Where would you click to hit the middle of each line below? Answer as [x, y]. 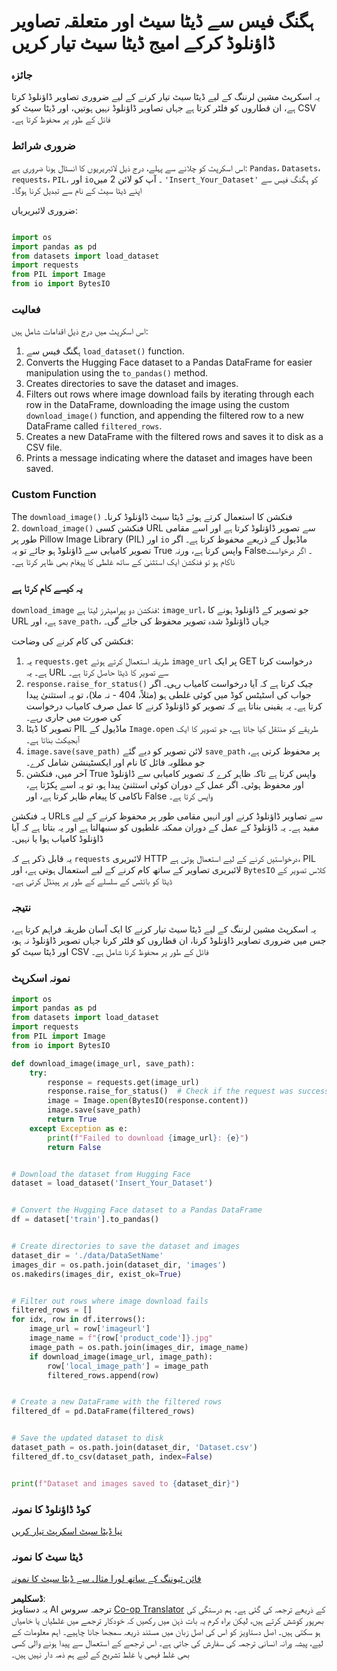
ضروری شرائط [43, 146]
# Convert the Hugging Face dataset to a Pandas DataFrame [137, 1210]
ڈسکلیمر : [28, 1599]
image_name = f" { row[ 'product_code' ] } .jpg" [121, 1338]
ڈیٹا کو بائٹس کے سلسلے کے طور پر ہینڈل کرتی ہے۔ [92, 881]
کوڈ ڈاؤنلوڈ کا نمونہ [51, 1509]
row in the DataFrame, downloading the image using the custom [157, 405]
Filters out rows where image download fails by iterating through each [170, 394]
